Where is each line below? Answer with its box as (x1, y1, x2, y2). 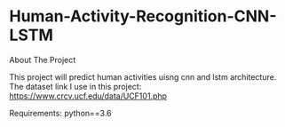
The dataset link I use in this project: (9, 81, 142, 91)
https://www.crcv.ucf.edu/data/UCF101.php (9, 91, 167, 101)
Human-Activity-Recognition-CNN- (9, 6, 277, 27)
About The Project (9, 54, 76, 65)
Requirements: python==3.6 (9, 107, 113, 118)
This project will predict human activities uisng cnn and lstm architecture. (9, 71, 277, 82)
